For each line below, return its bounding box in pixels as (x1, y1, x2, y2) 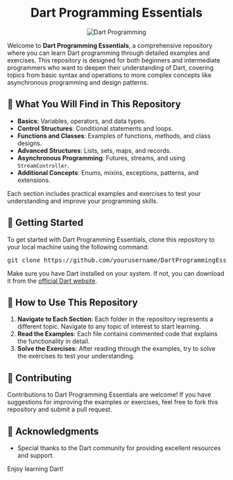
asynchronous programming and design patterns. (7, 78, 149, 86)
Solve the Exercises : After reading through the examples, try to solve (17, 345, 216, 353)
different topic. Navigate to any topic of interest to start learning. (17, 322, 201, 331)
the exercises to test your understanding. (17, 352, 135, 361)
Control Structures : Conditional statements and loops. (17, 124, 173, 133)
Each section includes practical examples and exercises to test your (7, 189, 201, 197)
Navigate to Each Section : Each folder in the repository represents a (17, 315, 214, 324)
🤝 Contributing (7, 372, 72, 383)
